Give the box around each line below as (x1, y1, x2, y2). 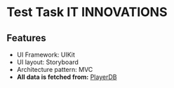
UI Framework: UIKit (16, 50, 75, 59)
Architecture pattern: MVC (16, 66, 93, 73)
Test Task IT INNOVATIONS (6, 4, 168, 20)
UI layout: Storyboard (16, 58, 79, 66)
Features (6, 32, 46, 44)
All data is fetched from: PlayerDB (16, 73, 117, 81)
